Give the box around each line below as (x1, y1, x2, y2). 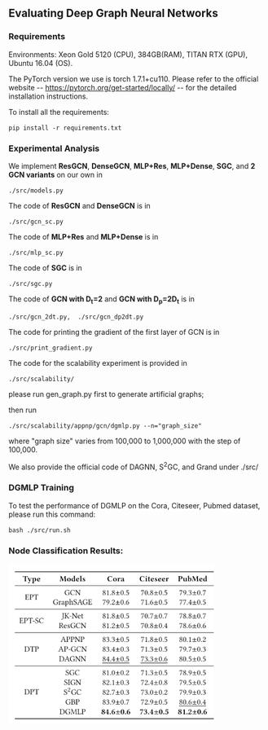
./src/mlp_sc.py (8, 248, 64, 257)
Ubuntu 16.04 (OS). (8, 58, 73, 68)
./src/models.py (8, 187, 64, 195)
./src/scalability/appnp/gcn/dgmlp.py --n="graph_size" (8, 421, 202, 430)
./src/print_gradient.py (8, 344, 93, 352)
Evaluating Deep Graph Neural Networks (8, 7, 218, 20)
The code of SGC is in (8, 262, 83, 272)
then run (8, 405, 37, 415)
